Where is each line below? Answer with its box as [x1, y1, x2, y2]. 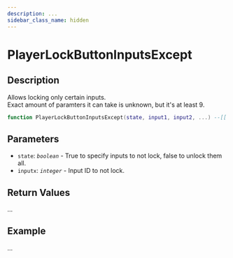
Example [7, 225, 46, 237]
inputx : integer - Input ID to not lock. [17, 167, 125, 175]
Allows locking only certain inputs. [7, 93, 106, 101]
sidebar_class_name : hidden [7, 17, 90, 24]
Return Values [7, 186, 71, 199]
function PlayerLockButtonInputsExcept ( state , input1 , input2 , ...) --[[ [7, 114, 227, 121]
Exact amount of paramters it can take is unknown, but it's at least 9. [7, 100, 205, 109]
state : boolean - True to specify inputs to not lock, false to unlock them [17, 151, 223, 160]
